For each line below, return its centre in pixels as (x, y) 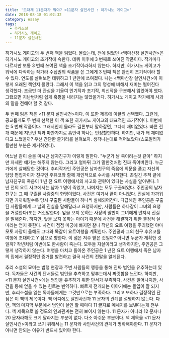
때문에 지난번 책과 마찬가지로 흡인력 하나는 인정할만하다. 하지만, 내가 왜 (80, 133)
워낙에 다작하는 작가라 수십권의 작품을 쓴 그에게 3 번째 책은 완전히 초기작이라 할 (83, 71)
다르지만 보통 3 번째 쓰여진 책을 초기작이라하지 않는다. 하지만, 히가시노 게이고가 (83, 65)
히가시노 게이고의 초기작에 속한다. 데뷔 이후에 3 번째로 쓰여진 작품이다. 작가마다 (83, 59)
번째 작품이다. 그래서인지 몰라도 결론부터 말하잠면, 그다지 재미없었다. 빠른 (86, 126)
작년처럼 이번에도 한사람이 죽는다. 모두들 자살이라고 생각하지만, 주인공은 (87, 244)
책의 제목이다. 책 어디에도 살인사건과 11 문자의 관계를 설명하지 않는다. (87, 299)
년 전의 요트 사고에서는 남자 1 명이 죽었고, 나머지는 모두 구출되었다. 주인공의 (79, 187)
